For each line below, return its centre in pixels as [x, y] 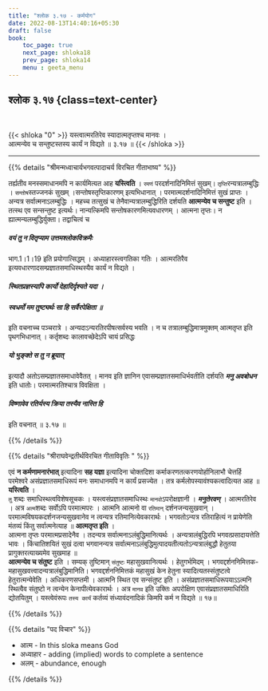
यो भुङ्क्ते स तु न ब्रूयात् [36, 355]
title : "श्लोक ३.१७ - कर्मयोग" [52, 16]
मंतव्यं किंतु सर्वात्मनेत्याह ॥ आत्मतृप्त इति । [62, 526]
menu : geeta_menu [53, 68]
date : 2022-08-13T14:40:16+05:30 [64, 23]
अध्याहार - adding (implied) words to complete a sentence [111, 654]
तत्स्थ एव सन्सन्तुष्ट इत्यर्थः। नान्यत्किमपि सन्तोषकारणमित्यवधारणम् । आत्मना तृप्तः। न [115, 210]
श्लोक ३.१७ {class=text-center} [83, 100]
